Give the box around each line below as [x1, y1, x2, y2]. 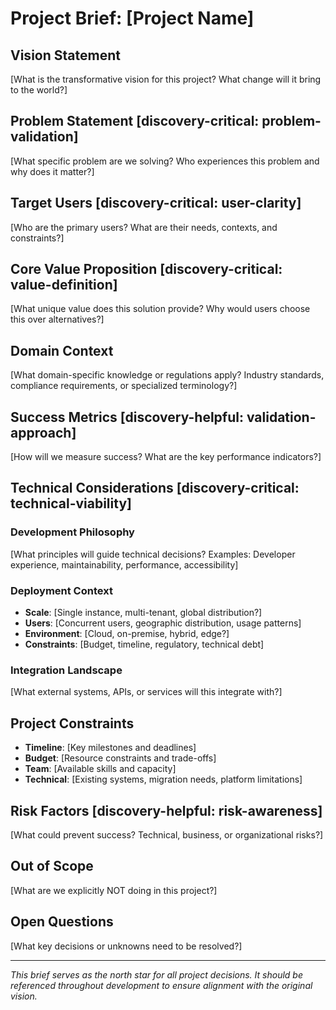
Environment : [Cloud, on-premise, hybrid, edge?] [24, 628, 230, 640]
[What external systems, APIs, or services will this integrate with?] [10, 686, 283, 698]
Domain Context [10, 342, 114, 359]
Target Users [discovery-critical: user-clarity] [10, 195, 302, 212]
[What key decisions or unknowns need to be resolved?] [10, 940, 243, 952]
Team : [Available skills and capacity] [24, 763, 177, 775]
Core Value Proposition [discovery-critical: [10, 261, 283, 278]
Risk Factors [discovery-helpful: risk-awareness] [10, 802, 323, 819]
